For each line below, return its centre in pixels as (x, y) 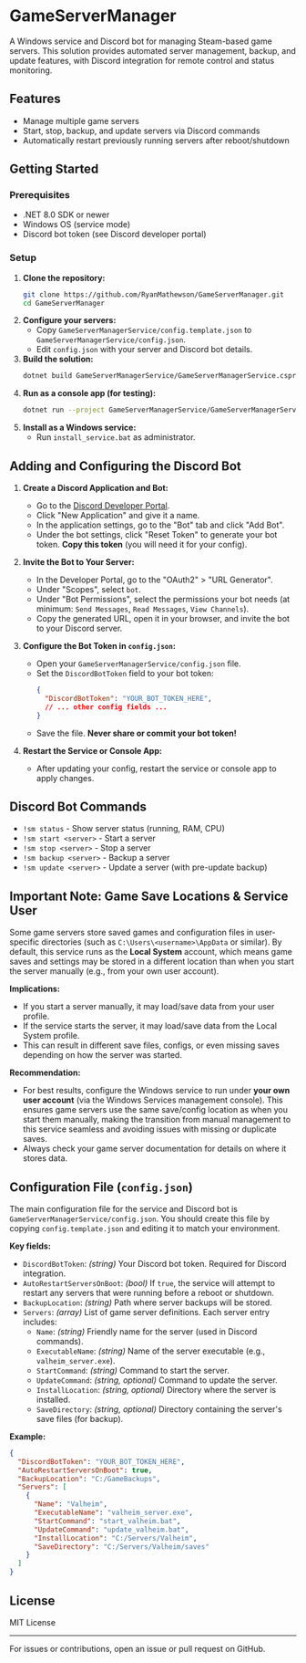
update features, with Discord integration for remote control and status (142, 60)
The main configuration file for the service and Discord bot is (124, 1208)
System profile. (51, 1036)
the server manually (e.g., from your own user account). (114, 971)
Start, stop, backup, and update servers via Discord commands (141, 131)
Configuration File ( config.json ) (102, 1187)
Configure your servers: (69, 320)
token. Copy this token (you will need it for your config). (142, 545)
